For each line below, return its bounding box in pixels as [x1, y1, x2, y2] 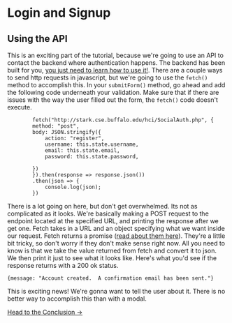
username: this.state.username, [44, 141, 139, 148]
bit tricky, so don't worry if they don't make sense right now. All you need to [7, 239, 226, 247]
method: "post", [32, 123, 80, 130]
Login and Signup [7, 5, 111, 21]
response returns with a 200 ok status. [7, 262, 119, 269]
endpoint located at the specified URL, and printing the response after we [7, 217, 219, 225]
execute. [7, 103, 33, 111]
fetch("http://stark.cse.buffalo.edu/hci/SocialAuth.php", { [32, 117, 215, 123]
